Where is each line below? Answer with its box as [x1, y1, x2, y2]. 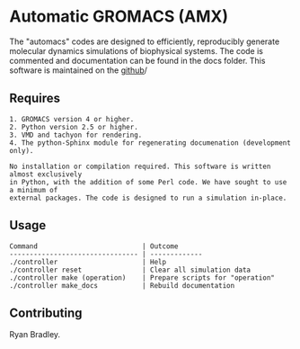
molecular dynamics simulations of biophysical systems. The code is [9, 45, 263, 56]
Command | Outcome [9, 241, 179, 251]
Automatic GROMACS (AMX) [9, 6, 229, 27]
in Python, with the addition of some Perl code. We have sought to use [9, 177, 287, 186]
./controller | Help [9, 257, 167, 266]
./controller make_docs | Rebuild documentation [9, 281, 235, 290]
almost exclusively [9, 169, 83, 179]
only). [9, 146, 34, 155]
